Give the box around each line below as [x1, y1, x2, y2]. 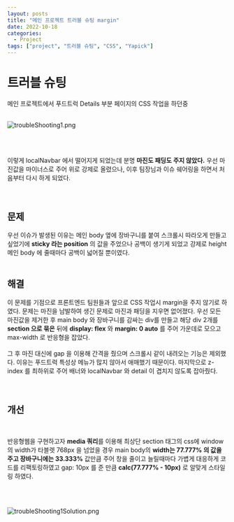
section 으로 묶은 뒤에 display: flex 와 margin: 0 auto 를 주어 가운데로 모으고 [7, 324, 221, 333]
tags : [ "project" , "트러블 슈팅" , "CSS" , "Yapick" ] [7, 43, 154, 50]
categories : [7, 29, 42, 37]
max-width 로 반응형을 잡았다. [7, 333, 91, 341]
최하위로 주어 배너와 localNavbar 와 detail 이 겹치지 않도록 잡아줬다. [31, 366, 218, 375]
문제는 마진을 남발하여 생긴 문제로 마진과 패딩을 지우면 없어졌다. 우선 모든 [22, 307, 221, 315]
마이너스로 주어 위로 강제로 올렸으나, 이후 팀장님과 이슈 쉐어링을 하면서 [25, 165, 218, 173]
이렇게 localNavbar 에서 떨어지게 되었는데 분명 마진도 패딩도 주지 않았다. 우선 [7, 156, 218, 164]
